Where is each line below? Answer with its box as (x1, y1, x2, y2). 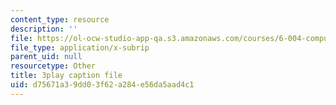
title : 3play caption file (10, 71, 123, 81)
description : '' (10, 24, 78, 34)
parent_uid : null (10, 52, 83, 62)
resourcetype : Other (10, 61, 97, 71)
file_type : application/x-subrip (10, 42, 150, 53)
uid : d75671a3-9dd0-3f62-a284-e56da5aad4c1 (10, 80, 195, 90)
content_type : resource (10, 14, 110, 25)
